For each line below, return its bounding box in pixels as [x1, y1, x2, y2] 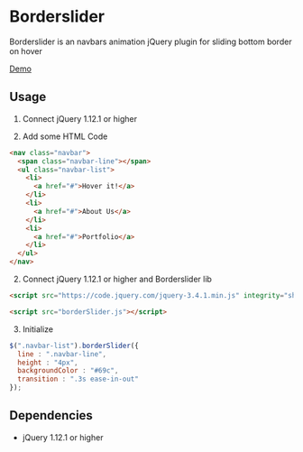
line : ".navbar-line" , [17, 349, 106, 358]
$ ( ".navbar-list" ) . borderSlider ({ [9, 341, 140, 350]
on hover [9, 45, 43, 56]
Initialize [22, 323, 54, 335]
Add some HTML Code [22, 131, 108, 142]
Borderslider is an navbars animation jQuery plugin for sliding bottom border [9, 36, 292, 47]
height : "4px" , [17, 358, 78, 367]
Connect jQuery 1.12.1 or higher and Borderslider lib [22, 273, 212, 284]
